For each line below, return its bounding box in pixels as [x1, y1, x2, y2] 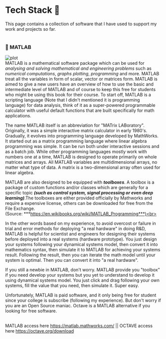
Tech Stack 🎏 [5, 4, 60, 16]
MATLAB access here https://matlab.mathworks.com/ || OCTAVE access [5, 323, 153, 329]
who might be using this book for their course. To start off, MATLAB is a [5, 92, 151, 98]
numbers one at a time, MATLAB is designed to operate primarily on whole [5, 154, 157, 160]
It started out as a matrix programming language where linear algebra [5, 138, 147, 144]
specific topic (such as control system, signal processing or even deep [5, 190, 154, 196]
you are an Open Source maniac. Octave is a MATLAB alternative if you [5, 303, 150, 309]
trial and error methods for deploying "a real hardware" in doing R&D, [5, 226, 146, 232]
